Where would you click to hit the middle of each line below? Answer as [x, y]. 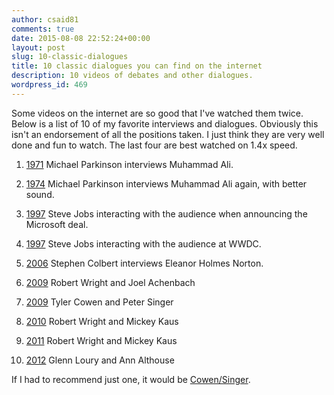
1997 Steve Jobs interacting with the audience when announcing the [166, 213]
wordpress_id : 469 [49, 85]
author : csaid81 [45, 19]
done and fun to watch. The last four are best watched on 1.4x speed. [154, 145]
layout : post [38, 47]
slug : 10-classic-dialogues [70, 57]
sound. [40, 194]
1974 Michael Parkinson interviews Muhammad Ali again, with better [166, 183]
